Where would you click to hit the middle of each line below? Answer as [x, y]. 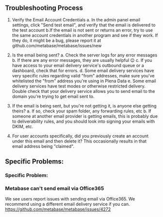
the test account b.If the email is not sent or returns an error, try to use [82, 30]
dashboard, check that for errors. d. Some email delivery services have [83, 71]
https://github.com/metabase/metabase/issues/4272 [58, 209]
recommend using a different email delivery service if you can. [67, 204]
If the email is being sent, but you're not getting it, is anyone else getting [84, 106]
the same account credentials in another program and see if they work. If [85, 35]
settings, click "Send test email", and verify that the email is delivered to [84, 25]
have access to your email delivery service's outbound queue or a [78, 65]
